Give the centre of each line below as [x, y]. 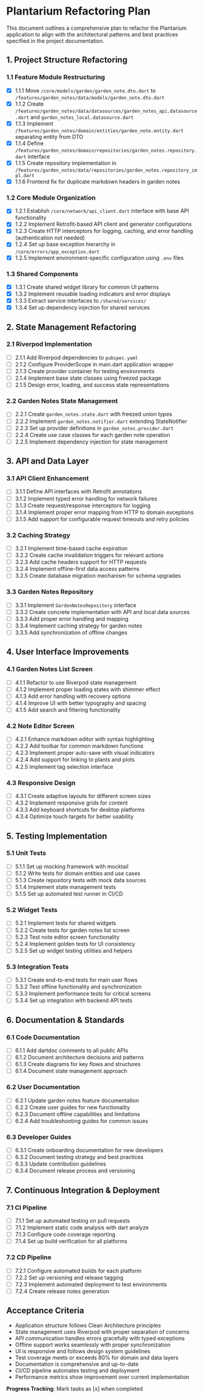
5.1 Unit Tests [26, 853]
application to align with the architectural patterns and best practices [92, 34]
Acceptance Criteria [45, 1311]
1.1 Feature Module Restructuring [56, 77]
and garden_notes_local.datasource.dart [82, 117]
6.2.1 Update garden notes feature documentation [77, 1100]
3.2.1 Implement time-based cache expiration [71, 549]
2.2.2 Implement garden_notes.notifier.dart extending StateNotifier [101, 421]
